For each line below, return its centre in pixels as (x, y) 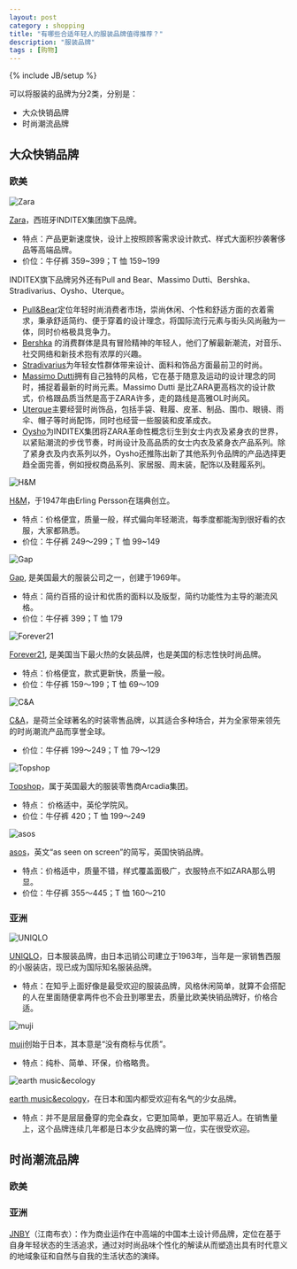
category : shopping (47, 26)
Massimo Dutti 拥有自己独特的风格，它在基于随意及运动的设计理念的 (145, 375)
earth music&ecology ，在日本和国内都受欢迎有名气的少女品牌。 (125, 1099)
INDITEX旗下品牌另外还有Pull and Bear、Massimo (100, 279)
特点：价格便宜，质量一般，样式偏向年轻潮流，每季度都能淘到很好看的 (150, 519)
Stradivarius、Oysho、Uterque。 (69, 290)
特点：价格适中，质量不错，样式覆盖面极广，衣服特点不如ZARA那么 (145, 871)
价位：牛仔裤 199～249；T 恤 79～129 (91, 750)
